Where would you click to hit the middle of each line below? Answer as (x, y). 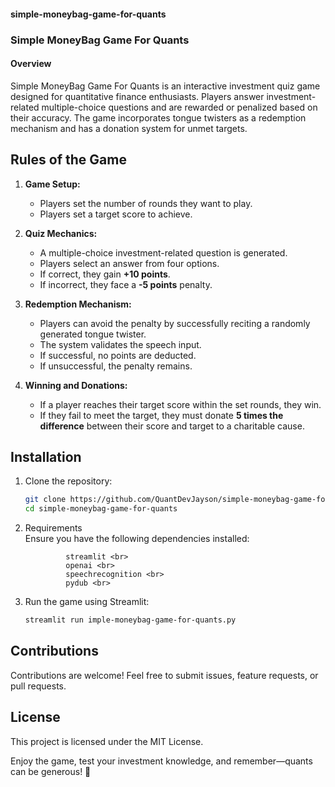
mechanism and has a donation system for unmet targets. (129, 128)
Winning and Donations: (76, 385)
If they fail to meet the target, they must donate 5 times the (161, 415)
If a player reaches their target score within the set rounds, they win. (180, 404)
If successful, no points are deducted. (118, 355)
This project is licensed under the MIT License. (107, 741)
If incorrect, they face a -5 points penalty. (126, 284)
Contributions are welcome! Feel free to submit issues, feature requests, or (164, 675)
